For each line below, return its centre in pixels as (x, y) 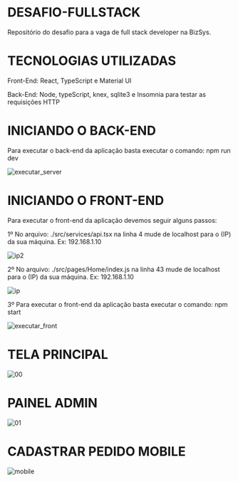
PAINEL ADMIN (52, 403)
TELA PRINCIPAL (58, 354)
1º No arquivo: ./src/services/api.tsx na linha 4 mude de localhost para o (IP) (119, 234)
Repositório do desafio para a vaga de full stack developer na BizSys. (109, 32)
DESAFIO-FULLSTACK (74, 12)
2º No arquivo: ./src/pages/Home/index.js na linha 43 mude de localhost (114, 269)
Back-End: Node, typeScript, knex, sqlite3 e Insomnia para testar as (107, 94)
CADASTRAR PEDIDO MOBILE (97, 451)
